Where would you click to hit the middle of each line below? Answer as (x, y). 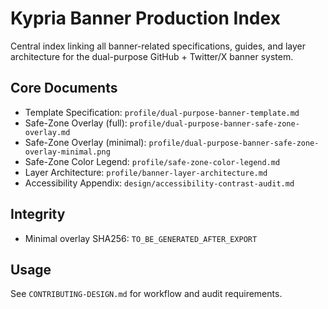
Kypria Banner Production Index (145, 18)
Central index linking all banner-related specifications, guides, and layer (158, 46)
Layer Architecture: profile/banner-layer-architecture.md (146, 172)
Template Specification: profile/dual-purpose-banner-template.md (162, 112)
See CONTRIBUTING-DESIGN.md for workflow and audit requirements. (146, 294)
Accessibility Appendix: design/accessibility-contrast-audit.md (159, 183)
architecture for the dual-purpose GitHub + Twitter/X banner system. (152, 56)
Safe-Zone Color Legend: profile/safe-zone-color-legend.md (152, 161)
